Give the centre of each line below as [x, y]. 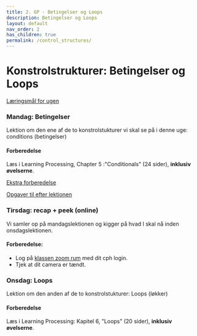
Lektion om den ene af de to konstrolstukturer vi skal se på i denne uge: [97, 130]
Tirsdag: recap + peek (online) [52, 210]
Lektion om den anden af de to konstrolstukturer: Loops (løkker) [87, 294]
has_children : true [31, 35]
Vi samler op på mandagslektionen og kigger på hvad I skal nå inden [93, 224]
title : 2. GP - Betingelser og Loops [55, 12]
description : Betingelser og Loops [52, 18]
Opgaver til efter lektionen [39, 194]
